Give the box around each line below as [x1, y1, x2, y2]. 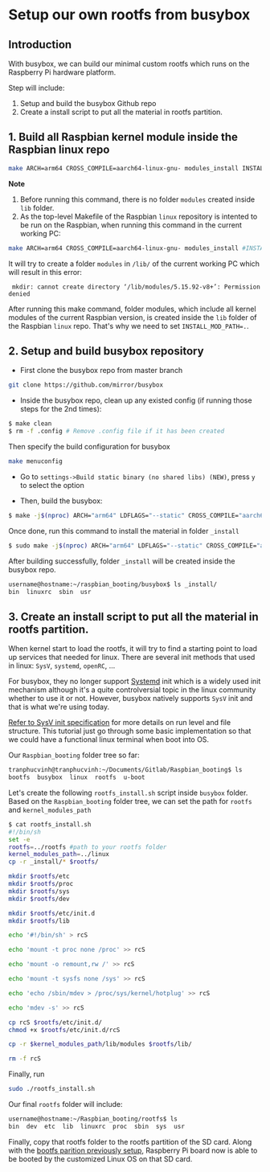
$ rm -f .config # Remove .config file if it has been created [8, 428, 225, 436]
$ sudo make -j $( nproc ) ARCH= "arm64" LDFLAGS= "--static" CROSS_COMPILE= [8, 541, 257, 550]
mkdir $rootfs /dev [8, 895, 70, 903]
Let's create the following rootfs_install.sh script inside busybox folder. [8, 788, 248, 797]
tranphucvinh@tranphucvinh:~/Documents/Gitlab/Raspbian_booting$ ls [8, 766, 243, 774]
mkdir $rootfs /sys [8, 887, 70, 895]
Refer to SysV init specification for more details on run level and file [8, 718, 231, 727]
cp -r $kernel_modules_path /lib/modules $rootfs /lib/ [8, 1040, 193, 1048]
